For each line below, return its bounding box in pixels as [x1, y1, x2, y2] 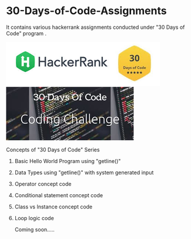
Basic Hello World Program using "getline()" [14, 157, 121, 164]
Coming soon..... [14, 225, 55, 233]
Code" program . [6, 29, 47, 36]
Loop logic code [14, 214, 54, 221]
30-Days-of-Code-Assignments [6, 4, 167, 18]
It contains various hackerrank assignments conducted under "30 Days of [6, 24, 185, 31]
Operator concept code [14, 180, 72, 187]
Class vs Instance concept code [14, 203, 93, 210]
